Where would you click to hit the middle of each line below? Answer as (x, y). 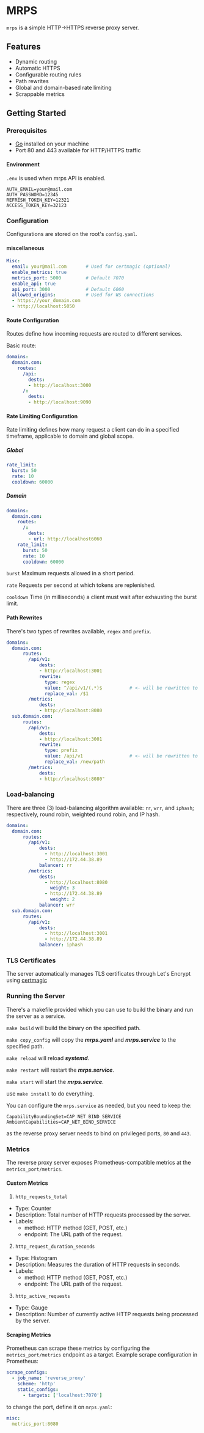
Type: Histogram (36, 1258)
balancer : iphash (61, 945)
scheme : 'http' (37, 1384)
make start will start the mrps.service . (55, 1081)
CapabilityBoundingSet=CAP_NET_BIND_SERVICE (64, 1116)
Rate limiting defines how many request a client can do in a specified (93, 430)
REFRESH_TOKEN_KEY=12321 (38, 200)
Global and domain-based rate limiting (63, 87)
